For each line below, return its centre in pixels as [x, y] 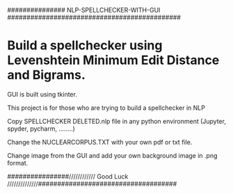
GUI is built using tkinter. [42, 94]
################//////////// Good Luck [68, 176]
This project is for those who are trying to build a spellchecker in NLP [106, 108]
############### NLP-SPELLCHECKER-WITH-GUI [84, 10]
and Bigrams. [46, 75]
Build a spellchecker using [85, 46]
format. [18, 163]
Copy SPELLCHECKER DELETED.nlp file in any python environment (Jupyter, [116, 121]
